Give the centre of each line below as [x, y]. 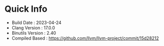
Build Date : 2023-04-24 [36, 23]
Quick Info [26, 9]
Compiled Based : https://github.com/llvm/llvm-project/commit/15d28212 [85, 38]
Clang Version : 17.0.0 [33, 27]
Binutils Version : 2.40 [34, 33]
